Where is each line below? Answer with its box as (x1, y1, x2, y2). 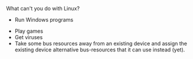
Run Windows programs (14, 16, 74, 23)
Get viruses (14, 34, 43, 40)
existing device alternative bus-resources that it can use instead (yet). (14, 46, 185, 53)
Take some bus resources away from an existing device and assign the (14, 40, 188, 47)
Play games (14, 27, 43, 34)
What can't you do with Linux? (6, 5, 80, 12)
